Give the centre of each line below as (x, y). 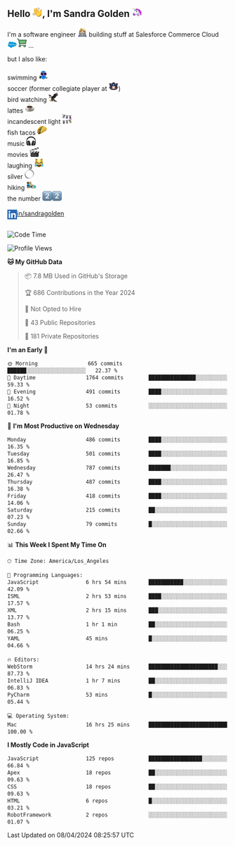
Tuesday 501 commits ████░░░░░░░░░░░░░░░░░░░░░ (117, 454)
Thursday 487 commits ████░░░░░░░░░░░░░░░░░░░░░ (117, 482)
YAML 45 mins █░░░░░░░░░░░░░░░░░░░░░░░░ (117, 638)
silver (15, 176)
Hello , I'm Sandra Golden (68, 14)
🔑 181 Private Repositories (62, 336)
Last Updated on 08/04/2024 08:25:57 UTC (71, 835)
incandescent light (34, 121)
